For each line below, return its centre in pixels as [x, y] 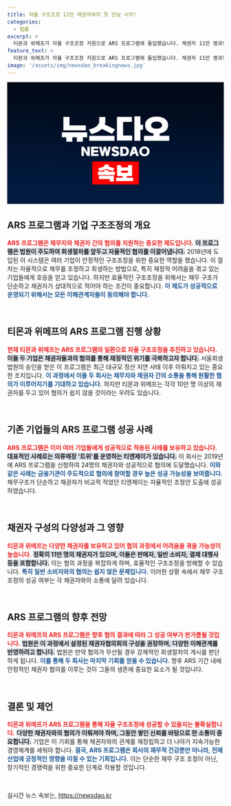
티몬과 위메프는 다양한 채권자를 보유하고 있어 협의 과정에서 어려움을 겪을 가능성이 [114, 545]
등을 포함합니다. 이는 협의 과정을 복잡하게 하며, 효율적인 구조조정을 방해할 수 [109, 563]
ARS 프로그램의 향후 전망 [57, 617]
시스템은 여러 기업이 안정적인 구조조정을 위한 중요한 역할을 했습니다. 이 [122, 260]
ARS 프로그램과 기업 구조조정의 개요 [79, 225]
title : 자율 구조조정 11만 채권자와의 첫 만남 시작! [72, 14]
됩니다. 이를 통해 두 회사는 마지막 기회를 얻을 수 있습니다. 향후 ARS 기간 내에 [121, 661]
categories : [24, 22]
